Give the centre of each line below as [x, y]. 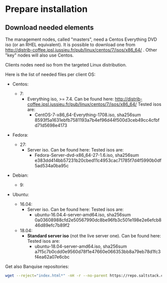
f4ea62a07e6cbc [52, 257]
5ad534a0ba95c [52, 166]
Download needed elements [49, 28]
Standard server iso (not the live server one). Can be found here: [94, 236]
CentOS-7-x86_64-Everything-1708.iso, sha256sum [88, 115]
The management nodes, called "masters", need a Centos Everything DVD [81, 39]
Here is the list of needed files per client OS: [50, 74]
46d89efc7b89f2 [52, 225]
